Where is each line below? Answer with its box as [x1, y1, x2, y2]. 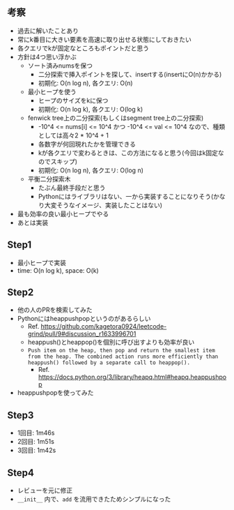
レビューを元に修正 [17, 486, 73, 495]
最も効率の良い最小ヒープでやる [17, 209, 109, 218]
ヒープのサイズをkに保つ [38, 96, 109, 105]
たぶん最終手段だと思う [38, 183, 106, 192]
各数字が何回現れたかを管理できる [38, 140, 136, 148]
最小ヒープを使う [27, 87, 77, 96]
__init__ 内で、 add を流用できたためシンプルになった [17, 495, 171, 504]
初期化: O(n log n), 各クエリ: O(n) [38, 79, 134, 87]
